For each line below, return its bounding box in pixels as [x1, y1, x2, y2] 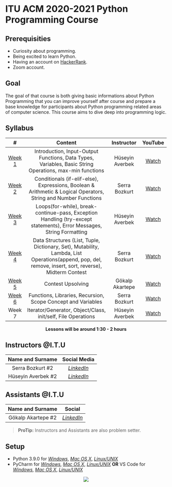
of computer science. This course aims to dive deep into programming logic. [5, 109, 166, 115]
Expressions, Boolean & [38, 181, 95, 188]
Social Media [62, 356, 95, 363]
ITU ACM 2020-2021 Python [5, 3, 128, 15]
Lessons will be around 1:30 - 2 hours [45, 326, 127, 332]
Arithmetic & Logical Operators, [29, 188, 104, 195]
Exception [73, 209, 98, 216]
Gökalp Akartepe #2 [8, 414, 57, 421]
